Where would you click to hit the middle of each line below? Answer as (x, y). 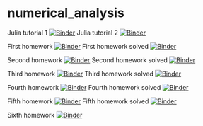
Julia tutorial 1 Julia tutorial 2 (63, 33)
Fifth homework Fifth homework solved (78, 101)
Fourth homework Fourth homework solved (84, 87)
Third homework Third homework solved (80, 74)
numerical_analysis (66, 13)
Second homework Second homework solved (88, 60)
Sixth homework (31, 115)
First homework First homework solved (78, 46)
